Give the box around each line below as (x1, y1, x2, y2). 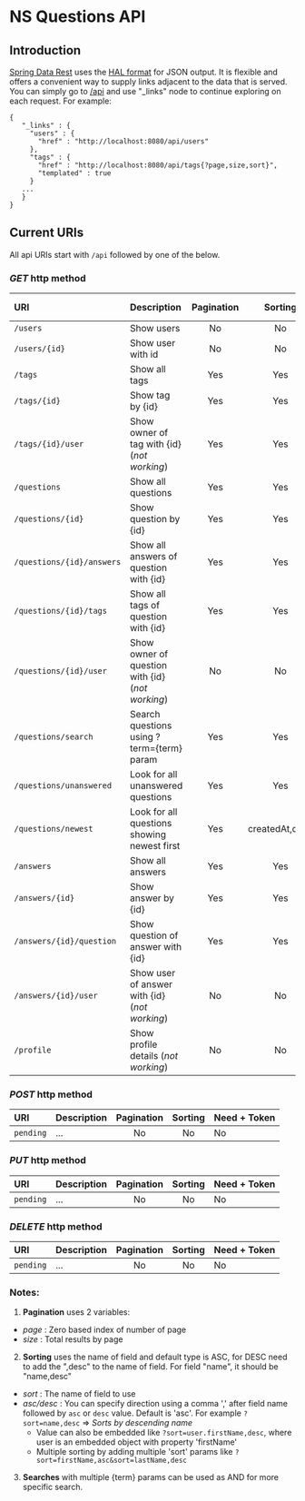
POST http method (9, 1088, 93, 1101)
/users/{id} (14, 343, 66, 354)
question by (130, 513, 181, 526)
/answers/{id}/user (14, 991, 98, 1001)
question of (130, 929, 179, 942)
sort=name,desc (22, 1419, 81, 1428)
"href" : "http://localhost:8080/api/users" (37, 137, 209, 146)
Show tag (130, 389, 171, 401)
